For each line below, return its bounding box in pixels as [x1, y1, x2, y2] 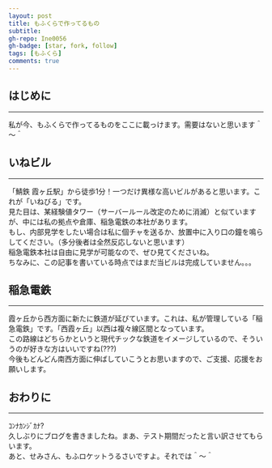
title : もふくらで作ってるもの [8, 19, 100, 28]
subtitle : [8, 27, 42, 35]
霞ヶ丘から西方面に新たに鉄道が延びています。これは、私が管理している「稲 [8, 313, 263, 324]
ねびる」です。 [36, 196, 87, 206]
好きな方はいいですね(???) [29, 344, 117, 354]
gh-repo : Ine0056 [8, 34, 67, 43]
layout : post [8, 11, 53, 20]
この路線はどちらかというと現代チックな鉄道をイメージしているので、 [8, 334, 242, 344]
